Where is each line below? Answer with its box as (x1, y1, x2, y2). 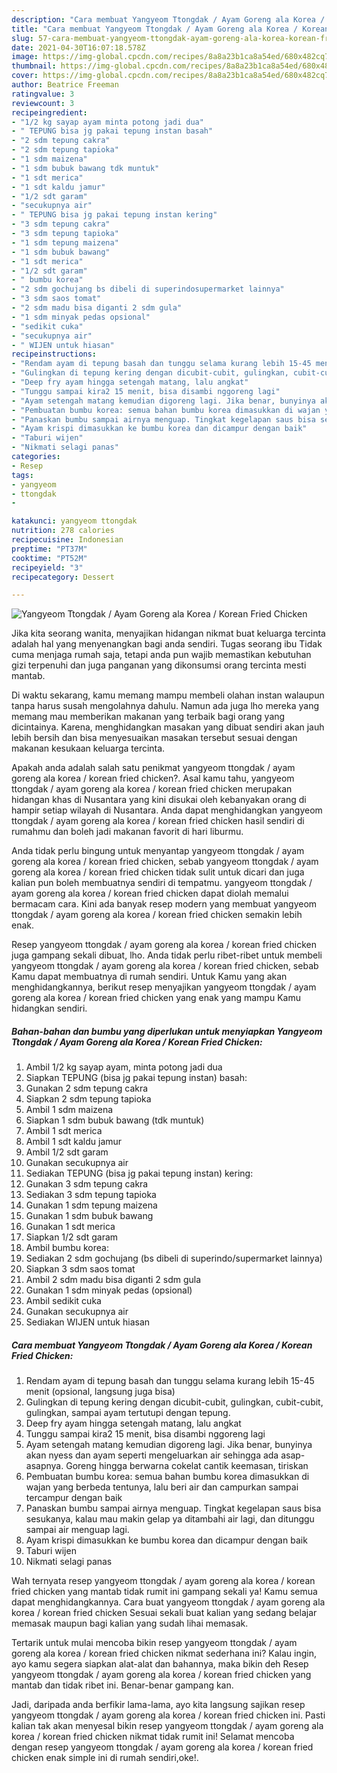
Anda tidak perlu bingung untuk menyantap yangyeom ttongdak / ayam (11, 845, 305, 857)
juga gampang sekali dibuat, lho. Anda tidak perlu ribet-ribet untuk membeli (11, 949, 323, 961)
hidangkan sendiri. (11, 1002, 88, 1015)
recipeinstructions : (11, 349, 98, 360)
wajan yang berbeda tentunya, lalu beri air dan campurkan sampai (25, 1481, 299, 1493)
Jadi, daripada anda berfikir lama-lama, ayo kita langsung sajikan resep (11, 1699, 306, 1711)
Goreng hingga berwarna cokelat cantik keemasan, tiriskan (65, 1460, 309, 1472)
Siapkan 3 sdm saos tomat (25, 1263, 136, 1275)
